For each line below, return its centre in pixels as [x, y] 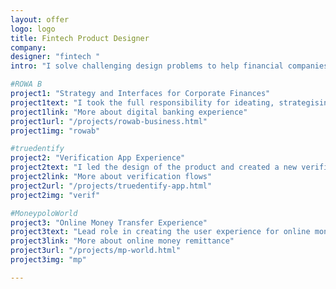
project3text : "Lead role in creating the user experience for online [160, 232]
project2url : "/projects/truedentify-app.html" [111, 186]
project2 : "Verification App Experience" [98, 158]
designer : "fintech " [55, 57]
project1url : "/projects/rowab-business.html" [109, 121]
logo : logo [33, 29]
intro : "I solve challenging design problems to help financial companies [169, 66]
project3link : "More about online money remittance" [122, 241]
